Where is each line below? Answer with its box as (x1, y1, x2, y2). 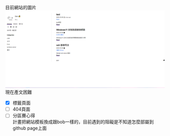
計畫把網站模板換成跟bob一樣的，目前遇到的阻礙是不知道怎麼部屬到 (12, 119, 154, 125)
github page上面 (12, 125, 47, 131)
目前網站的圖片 (5, 5, 36, 10)
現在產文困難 (5, 89, 32, 95)
